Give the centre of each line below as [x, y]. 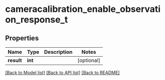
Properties [22, 38]
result [15, 60]
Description [58, 52]
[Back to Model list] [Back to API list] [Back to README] [62, 73]
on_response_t [37, 20]
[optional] [89, 60]
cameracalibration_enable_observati [83, 9]
